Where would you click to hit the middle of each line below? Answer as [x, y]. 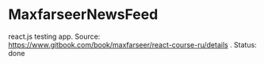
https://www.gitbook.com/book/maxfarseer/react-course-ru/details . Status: [133, 44]
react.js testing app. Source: [54, 36]
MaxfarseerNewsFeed [83, 15]
